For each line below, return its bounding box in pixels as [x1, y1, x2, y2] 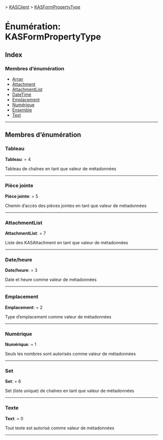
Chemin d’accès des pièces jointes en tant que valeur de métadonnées [5, 203, 147, 208]
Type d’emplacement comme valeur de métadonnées [5, 314, 112, 319]
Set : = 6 [5, 378, 21, 384]
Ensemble [12, 107, 33, 113]
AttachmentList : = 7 [5, 230, 46, 236]
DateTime [12, 92, 32, 97]
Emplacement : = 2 [5, 304, 43, 310]
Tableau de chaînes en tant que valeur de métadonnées [5, 166, 116, 172]
